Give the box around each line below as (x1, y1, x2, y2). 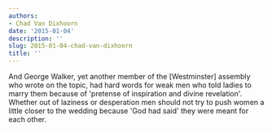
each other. (8, 115, 47, 124)
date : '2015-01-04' (8, 27, 75, 35)
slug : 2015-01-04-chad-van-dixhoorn (8, 42, 133, 50)
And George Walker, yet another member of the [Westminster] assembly (8, 72, 251, 81)
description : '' (8, 34, 64, 43)
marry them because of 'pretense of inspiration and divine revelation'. (8, 89, 243, 98)
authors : (8, 11, 38, 20)
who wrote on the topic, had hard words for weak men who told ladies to (8, 80, 252, 90)
